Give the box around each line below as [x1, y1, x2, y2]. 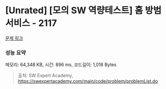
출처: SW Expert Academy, [17, 72, 73, 79]
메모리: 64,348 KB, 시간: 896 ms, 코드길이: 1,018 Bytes [5, 62, 117, 68]
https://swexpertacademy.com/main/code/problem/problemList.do [17, 78, 158, 84]
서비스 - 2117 [5, 17, 57, 29]
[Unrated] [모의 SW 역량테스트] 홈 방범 [5, 5, 162, 16]
